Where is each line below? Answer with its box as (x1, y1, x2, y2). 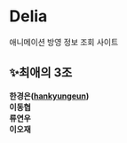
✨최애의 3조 (9, 65, 73, 81)
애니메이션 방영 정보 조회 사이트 (9, 36, 119, 47)
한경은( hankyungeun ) (9, 91, 90, 101)
